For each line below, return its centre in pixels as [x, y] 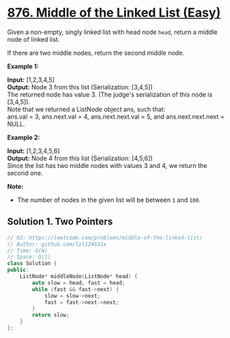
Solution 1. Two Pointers [60, 222]
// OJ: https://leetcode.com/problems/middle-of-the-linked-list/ [105, 237]
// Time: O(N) [28, 251]
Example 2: [24, 137]
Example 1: [23, 66]
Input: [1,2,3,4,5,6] [34, 151]
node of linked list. [34, 39]
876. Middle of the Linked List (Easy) [114, 13]
